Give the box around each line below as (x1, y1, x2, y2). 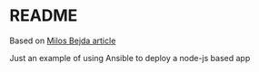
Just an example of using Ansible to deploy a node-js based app (9, 52, 251, 63)
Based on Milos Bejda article (9, 35, 116, 46)
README (9, 5, 78, 26)
